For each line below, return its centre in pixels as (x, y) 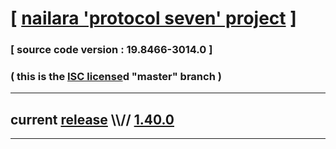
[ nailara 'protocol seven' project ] (153, 18)
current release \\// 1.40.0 (92, 119)
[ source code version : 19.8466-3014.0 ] (111, 50)
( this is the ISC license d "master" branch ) (116, 77)
